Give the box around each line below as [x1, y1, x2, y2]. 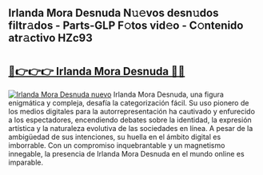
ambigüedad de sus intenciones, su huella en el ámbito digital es [8, 132, 221, 141]
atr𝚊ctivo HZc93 [8, 31, 94, 45]
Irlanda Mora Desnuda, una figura [113, 89, 224, 99]
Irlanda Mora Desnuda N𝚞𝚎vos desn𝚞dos [8, 6, 219, 20]
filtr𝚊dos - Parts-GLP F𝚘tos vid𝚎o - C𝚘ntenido [8, 19, 244, 33]
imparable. [8, 157, 44, 167]
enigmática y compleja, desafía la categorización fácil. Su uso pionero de [8, 98, 249, 107]
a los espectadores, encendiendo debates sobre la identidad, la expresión [8, 115, 252, 125]
